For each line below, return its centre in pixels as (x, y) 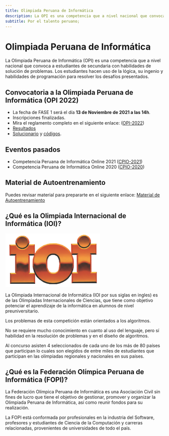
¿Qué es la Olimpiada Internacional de (66, 216)
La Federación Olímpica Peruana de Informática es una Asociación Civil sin (83, 392)
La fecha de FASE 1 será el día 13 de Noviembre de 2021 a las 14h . (81, 113)
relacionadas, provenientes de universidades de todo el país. (68, 428)
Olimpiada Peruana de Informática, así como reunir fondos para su (74, 402)
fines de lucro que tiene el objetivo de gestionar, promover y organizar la (80, 397)
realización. (17, 408)
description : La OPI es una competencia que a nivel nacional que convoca (85, 16)
